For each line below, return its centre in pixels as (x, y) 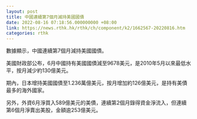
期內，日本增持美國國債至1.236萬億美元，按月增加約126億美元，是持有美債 (97, 83)
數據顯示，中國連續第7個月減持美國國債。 (56, 51)
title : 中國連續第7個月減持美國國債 (45, 17)
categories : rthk (27, 33)
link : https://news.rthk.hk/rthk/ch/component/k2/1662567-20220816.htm (96, 28)
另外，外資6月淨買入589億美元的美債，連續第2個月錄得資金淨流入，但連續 (96, 103)
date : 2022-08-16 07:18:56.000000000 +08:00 (61, 22)
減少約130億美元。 (49, 70)
